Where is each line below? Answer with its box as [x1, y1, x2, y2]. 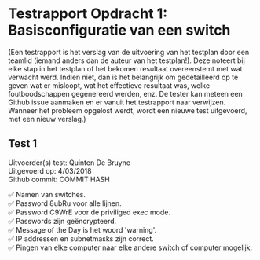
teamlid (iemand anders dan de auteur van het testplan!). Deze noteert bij [8, 56, 245, 65]
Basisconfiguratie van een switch [8, 21, 231, 39]
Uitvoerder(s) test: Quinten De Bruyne [8, 158, 131, 167]
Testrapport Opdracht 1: [8, 5, 168, 23]
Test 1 [8, 137, 38, 150]
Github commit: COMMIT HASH [8, 174, 110, 184]
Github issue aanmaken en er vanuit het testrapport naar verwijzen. [8, 97, 226, 107]
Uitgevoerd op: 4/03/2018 [8, 166, 92, 175]
